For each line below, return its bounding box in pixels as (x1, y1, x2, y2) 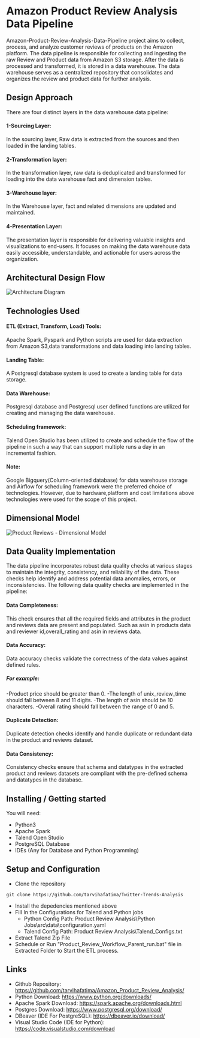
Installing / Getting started (6, 794, 107, 804)
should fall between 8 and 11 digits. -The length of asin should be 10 (6, 696, 174, 703)
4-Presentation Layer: (6, 222, 63, 229)
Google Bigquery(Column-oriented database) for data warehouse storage (6, 476, 188, 484)
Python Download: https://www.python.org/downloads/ (14, 993, 151, 1000)
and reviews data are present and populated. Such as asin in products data (6, 621, 192, 628)
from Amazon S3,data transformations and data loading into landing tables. (6, 342, 192, 350)
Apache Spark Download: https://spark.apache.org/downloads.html (14, 999, 182, 1007)
